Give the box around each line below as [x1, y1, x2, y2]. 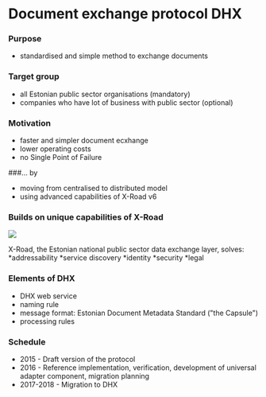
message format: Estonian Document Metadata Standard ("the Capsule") [19, 308, 259, 317]
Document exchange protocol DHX [8, 5, 242, 23]
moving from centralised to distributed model [19, 184, 168, 193]
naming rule [19, 299, 60, 309]
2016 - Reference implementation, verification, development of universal [19, 363, 256, 372]
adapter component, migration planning [19, 371, 149, 380]
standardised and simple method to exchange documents [19, 51, 209, 60]
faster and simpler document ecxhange [19, 136, 148, 146]
